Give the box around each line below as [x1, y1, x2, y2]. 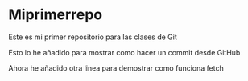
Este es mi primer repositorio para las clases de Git [8, 32, 177, 42]
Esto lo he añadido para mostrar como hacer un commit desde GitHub [8, 47, 241, 57]
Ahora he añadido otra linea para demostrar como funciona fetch [8, 63, 224, 73]
